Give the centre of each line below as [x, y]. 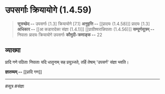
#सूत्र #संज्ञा [15, 86]
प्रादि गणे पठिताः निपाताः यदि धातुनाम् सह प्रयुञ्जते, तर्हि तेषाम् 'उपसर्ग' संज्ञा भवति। [67, 62]
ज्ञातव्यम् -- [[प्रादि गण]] [24, 72]
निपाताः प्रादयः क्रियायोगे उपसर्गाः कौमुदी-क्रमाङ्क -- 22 [59, 35]
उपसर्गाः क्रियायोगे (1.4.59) [48, 10]
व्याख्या [13, 50]
